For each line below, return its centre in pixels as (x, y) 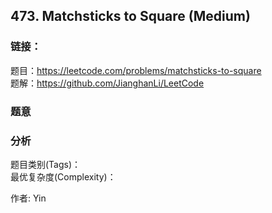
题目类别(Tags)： (46, 164)
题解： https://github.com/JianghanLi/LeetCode (107, 83)
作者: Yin (28, 198)
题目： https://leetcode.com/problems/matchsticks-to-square (136, 70)
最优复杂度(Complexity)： (63, 176)
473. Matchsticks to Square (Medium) (130, 16)
